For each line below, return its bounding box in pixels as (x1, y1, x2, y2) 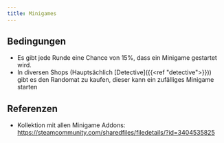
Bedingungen (7, 36, 67, 47)
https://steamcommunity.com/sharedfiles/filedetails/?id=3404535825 (16, 129, 215, 137)
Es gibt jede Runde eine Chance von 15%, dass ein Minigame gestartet (16, 54, 218, 62)
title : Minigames (7, 10, 57, 17)
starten (16, 83, 38, 91)
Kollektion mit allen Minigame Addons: (16, 121, 126, 129)
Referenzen (7, 102, 58, 114)
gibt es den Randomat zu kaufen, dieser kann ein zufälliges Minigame (16, 76, 214, 84)
